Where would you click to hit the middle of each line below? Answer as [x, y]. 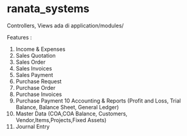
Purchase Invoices [39, 94]
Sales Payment [34, 75]
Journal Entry [33, 126]
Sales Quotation [36, 55]
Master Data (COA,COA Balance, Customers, [72, 114]
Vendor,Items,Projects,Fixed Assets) [61, 120]
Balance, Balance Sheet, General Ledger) [67, 107]
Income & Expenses [40, 49]
